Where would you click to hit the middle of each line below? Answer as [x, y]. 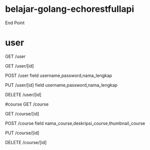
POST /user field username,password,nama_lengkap [59, 75]
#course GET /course [27, 104]
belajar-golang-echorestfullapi [70, 9]
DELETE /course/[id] [26, 142]
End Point [15, 23]
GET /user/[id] [19, 66]
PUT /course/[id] [22, 133]
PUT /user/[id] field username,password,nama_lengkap [61, 85]
